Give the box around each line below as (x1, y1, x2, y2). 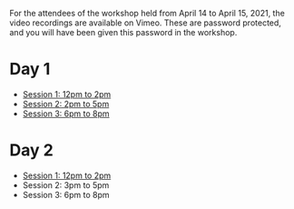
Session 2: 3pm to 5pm (22, 179, 110, 190)
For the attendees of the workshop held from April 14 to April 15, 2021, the (9, 8, 286, 18)
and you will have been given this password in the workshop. (9, 27, 238, 37)
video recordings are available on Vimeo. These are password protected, (9, 17, 281, 28)
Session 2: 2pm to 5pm (22, 98, 110, 109)
